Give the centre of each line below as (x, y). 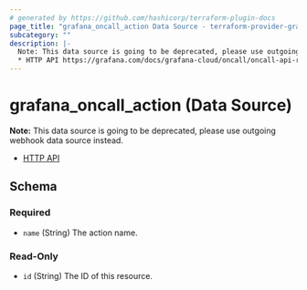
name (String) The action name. (80, 233)
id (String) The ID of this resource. (88, 275)
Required (30, 212)
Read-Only (34, 256)
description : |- (40, 43)
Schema (33, 186)
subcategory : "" (40, 35)
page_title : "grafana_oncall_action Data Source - (108, 26)
